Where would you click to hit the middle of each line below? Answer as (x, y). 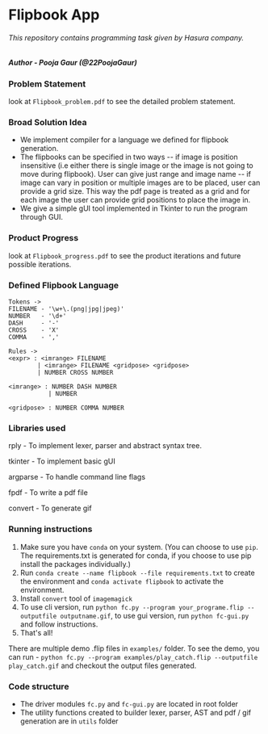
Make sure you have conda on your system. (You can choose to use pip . (139, 547)
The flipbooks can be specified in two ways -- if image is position (129, 157)
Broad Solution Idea (48, 123)
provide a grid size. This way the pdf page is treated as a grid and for (135, 191)
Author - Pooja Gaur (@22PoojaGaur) (73, 63)
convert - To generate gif (50, 508)
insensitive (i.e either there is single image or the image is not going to (137, 166)
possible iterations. (40, 264)
